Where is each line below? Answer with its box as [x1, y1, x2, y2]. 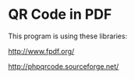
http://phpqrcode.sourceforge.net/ [8, 61, 119, 71]
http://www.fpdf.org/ [8, 46, 75, 56]
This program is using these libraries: [8, 31, 127, 41]
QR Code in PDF [8, 5, 112, 23]
